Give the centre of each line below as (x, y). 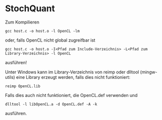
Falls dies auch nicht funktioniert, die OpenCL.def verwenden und (71, 95)
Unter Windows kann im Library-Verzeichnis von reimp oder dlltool (72, 72)
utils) (10, 77)
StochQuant (30, 9)
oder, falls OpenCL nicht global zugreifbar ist (50, 40)
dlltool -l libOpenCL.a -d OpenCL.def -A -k (51, 104)
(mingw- (149, 72)
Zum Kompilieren (22, 22)
